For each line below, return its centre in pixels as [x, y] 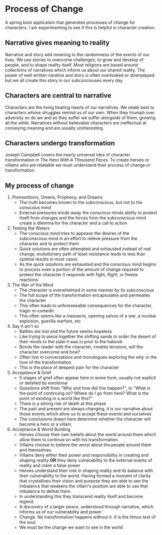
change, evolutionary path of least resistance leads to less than [82, 254]
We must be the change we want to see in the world [71, 527]
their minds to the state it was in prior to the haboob [71, 342]
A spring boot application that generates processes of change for [70, 22]
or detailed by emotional [43, 383]
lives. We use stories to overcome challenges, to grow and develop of [74, 60]
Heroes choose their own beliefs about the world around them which [88, 435]
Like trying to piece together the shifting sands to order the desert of [88, 336]
